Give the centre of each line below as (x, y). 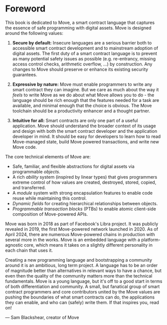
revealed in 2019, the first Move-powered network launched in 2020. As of (82, 229)
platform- (151, 240)
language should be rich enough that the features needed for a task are (86, 100)
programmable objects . (36, 171)
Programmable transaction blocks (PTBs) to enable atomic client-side (84, 209)
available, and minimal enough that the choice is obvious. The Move (82, 105)
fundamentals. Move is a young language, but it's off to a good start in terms (84, 281)
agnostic (14, 245)
